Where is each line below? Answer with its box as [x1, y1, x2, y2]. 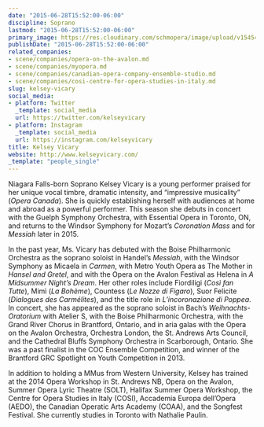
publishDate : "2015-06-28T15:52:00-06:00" [8, 41, 149, 49]
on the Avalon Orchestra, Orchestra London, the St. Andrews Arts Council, [8, 328, 248, 338]
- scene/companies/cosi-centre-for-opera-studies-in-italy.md [8, 77, 216, 85]
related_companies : [8, 48, 72, 56]
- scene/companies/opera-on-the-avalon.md [8, 56, 149, 64]
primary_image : [8, 33, 58, 42]
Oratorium [8, 311, 42, 321]
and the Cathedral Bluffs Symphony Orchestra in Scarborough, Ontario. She [8, 337, 254, 346]
